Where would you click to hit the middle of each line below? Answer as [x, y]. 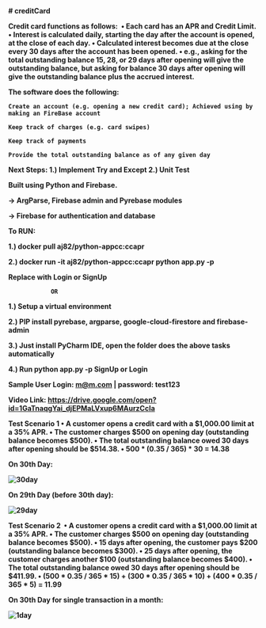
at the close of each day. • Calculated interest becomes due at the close [129, 43]
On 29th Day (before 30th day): [61, 495]
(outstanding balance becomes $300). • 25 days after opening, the [120, 551]
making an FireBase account [55, 113]
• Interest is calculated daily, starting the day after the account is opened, [131, 34]
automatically [31, 354]
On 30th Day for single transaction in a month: [86, 600]
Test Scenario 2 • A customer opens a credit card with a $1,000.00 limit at [133, 525]
